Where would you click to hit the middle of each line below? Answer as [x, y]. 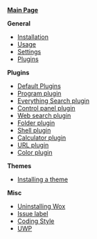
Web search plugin [44, 115]
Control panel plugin [46, 108]
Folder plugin [36, 123]
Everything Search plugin [53, 101]
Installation [33, 37]
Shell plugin [34, 130]
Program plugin [39, 93]
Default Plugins [39, 86]
